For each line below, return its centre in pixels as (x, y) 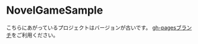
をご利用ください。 (35, 35)
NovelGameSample (55, 10)
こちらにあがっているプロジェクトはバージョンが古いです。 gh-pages (91, 27)
